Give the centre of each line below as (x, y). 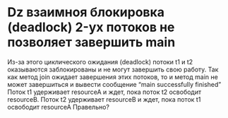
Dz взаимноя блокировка (86, 12)
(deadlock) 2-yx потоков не (91, 27)
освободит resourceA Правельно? (59, 107)
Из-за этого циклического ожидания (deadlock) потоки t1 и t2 (100, 61)
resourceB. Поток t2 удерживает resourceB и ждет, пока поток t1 (104, 99)
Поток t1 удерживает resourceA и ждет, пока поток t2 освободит (104, 92)
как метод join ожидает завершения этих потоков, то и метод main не (113, 77)
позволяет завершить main (91, 42)
